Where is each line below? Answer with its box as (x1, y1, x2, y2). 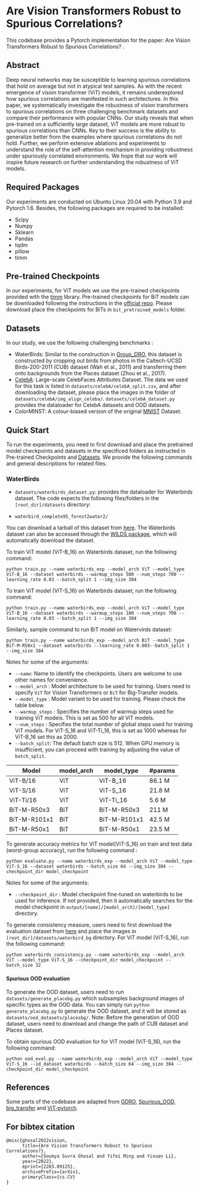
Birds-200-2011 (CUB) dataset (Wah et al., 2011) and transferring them (14, 363, 187, 371)
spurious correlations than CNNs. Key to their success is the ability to (6, 126, 176, 134)
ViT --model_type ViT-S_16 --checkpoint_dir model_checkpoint (6, 957, 163, 963)
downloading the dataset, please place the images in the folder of (14, 389, 176, 396)
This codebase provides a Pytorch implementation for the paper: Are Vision (6, 36, 191, 44)
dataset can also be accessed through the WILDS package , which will (6, 530, 177, 538)
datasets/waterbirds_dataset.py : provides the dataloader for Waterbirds (14, 488, 193, 496)
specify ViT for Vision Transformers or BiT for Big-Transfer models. (14, 689, 179, 696)
